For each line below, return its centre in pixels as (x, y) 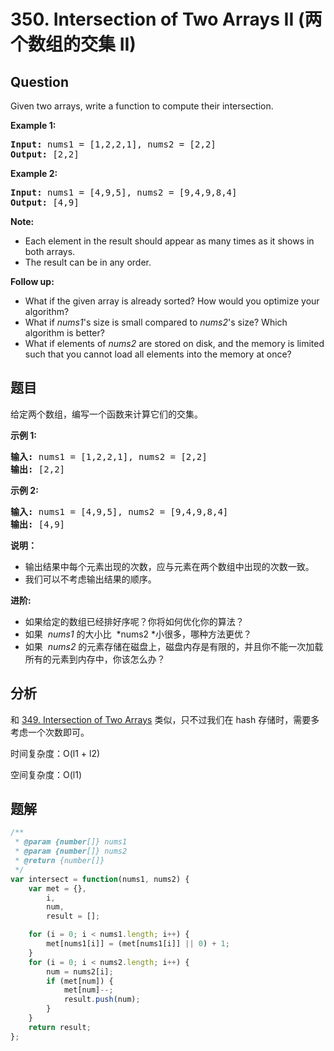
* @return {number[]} (59, 861)
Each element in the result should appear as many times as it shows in (169, 241)
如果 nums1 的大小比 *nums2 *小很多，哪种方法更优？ (138, 634)
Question (39, 81)
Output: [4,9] (45, 202)
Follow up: (32, 281)
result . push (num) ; (102, 1000)
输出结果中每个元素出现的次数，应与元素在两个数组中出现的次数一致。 (169, 566)
